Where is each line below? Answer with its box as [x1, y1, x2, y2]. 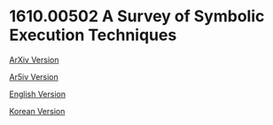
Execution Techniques [9, 25, 177, 45]
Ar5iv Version [9, 71, 59, 82]
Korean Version [9, 105, 66, 116]
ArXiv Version [9, 54, 59, 65]
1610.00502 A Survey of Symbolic [9, 6, 265, 27]
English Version [9, 89, 66, 99]
